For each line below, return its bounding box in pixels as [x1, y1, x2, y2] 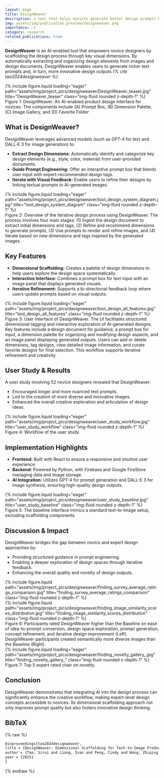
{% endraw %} [5, 768, 35, 774]
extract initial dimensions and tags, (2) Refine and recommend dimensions [5, 222, 155, 228]
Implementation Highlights [5, 443, 88, 452]
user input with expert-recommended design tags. [12, 171, 114, 177]
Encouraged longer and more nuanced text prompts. [12, 389, 118, 395]
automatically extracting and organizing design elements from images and [5, 58, 154, 64]
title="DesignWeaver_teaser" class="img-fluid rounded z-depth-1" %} [5, 93, 146, 99]
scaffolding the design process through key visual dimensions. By [5, 53, 138, 59]
